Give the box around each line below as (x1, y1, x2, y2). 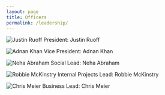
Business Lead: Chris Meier (42, 82, 110, 90)
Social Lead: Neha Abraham (50, 59, 120, 66)
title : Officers (6, 14, 47, 20)
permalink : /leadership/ (6, 20, 68, 26)
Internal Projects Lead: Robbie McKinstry (58, 71, 159, 78)
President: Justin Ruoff (43, 36, 100, 44)
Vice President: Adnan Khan (44, 48, 113, 55)
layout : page (6, 8, 39, 15)
